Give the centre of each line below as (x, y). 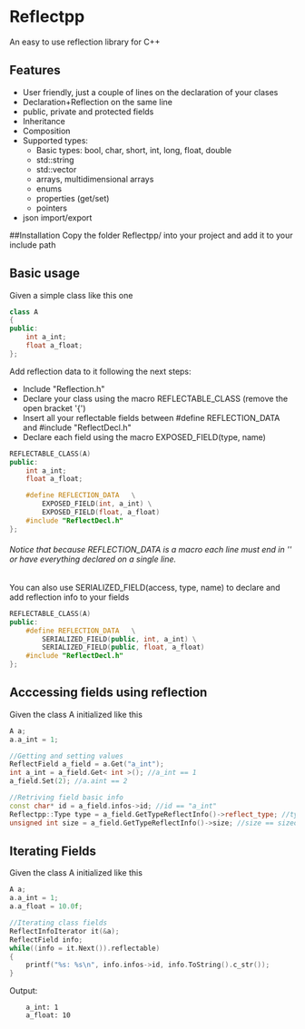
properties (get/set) (73, 198)
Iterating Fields (53, 851)
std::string (55, 160)
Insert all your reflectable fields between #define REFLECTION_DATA (151, 417)
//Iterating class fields (58, 923)
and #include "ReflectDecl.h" (77, 427)
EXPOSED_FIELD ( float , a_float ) (101, 513)
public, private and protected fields (88, 112)
